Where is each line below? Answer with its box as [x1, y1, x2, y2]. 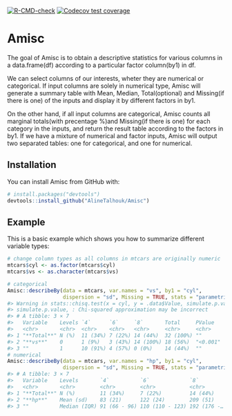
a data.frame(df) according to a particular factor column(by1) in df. [7, 61, 196, 69]
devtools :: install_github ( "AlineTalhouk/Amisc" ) [7, 197, 150, 204]
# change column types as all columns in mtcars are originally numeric [7, 256, 221, 263]
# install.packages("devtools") [7, 191, 100, 198]
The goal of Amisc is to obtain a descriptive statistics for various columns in [7, 53, 223, 62]
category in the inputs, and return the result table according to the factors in [7, 124, 224, 133]
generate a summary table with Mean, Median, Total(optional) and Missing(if [7, 88, 224, 97]
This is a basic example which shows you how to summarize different [7, 235, 205, 243]
